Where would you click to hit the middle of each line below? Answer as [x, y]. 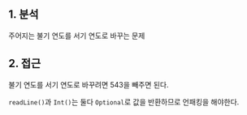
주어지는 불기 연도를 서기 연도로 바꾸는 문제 [77, 36]
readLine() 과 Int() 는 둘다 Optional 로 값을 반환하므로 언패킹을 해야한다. [124, 102]
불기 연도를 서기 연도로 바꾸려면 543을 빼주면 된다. [89, 84]
